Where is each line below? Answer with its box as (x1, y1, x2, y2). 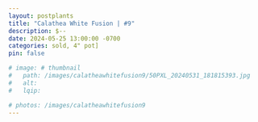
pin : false (8, 49, 45, 57)
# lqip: (8, 86, 42, 95)
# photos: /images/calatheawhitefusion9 (8, 101, 147, 109)
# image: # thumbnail (8, 64, 81, 73)
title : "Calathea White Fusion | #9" (8, 19, 135, 27)
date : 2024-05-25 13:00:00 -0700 (8, 34, 121, 43)
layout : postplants (8, 11, 74, 20)
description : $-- (8, 27, 67, 35)
